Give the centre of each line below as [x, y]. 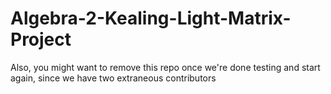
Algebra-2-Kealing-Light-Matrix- [151, 18]
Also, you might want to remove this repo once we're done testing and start [165, 67]
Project [41, 39]
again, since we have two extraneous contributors [113, 78]
